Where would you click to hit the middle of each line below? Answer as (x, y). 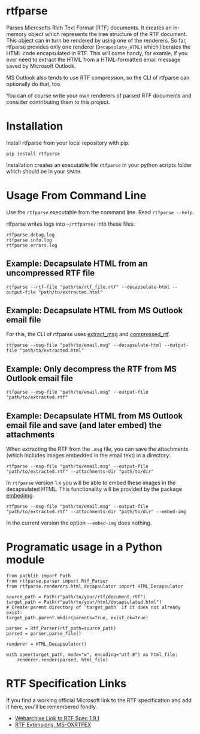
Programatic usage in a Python (84, 547)
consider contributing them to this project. (58, 102)
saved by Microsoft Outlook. (41, 66)
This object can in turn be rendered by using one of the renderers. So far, (96, 40)
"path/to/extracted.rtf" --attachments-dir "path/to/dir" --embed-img (96, 512)
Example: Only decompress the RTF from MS (92, 369)
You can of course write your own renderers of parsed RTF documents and (99, 95)
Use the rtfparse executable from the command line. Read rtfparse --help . (100, 212)
